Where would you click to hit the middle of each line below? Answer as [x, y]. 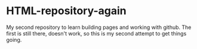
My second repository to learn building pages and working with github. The [99, 27]
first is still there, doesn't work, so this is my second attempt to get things [96, 33]
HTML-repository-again [66, 11]
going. [14, 40]
